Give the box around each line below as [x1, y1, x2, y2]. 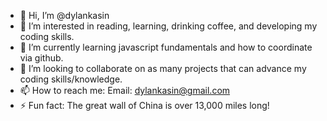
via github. [19, 52, 64, 64]
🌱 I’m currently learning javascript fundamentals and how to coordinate [19, 41, 313, 53]
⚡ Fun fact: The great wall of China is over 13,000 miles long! [19, 100, 270, 111]
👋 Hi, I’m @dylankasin [19, 10, 110, 21]
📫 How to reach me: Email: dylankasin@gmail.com [19, 85, 231, 96]
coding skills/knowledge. [19, 73, 123, 85]
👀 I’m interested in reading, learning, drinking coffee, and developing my [19, 20, 318, 32]
